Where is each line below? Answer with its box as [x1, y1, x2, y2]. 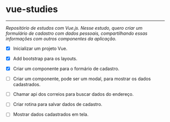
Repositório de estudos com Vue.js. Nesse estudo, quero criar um [6, 25, 143, 31]
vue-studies [6, 4, 58, 15]
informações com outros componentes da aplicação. [6, 35, 117, 41]
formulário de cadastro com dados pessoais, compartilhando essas [6, 30, 148, 36]
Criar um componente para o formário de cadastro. [13, 66, 120, 72]
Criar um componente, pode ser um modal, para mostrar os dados [13, 76, 151, 82]
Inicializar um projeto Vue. [13, 45, 68, 51]
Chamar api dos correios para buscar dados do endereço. [13, 91, 134, 97]
